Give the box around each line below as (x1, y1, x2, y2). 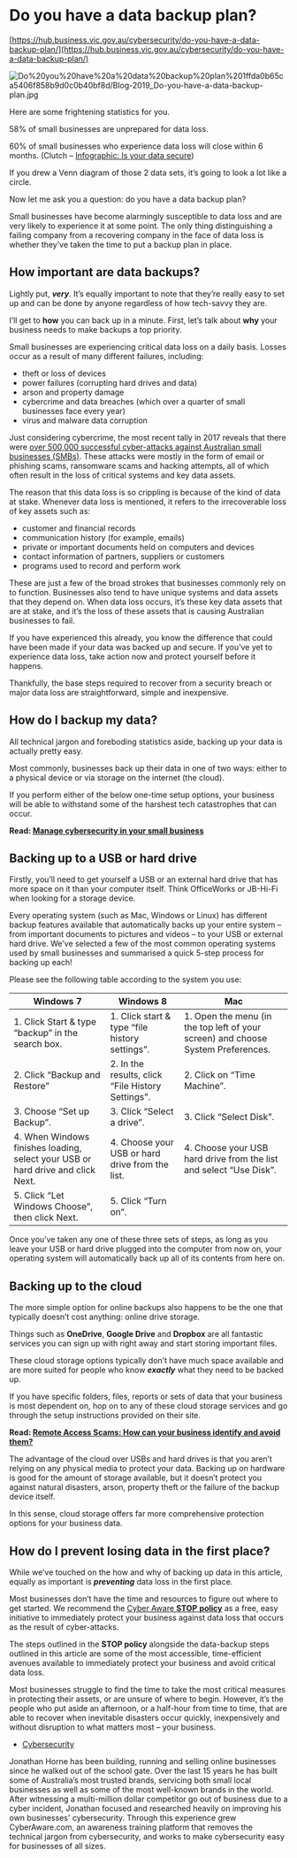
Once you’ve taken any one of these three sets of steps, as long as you (9, 1234, 269, 1245)
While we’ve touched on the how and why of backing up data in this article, (9, 1567, 283, 1578)
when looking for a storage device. (9, 893, 136, 903)
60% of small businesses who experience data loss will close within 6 (9, 141, 263, 151)
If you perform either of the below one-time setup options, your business (9, 789, 275, 800)
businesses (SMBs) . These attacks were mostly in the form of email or (9, 450, 265, 461)
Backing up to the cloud (9, 1278, 142, 1294)
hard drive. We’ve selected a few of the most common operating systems (9, 939, 276, 949)
